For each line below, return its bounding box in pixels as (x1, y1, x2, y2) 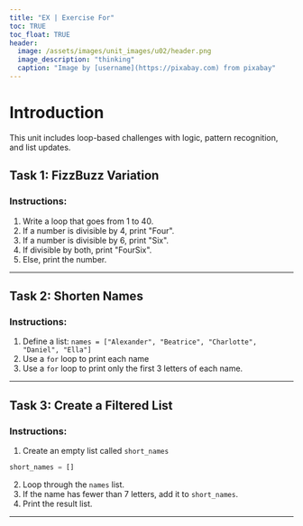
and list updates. (9, 142, 71, 152)
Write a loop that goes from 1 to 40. (22, 216, 154, 226)
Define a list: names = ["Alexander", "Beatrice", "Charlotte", (22, 336, 257, 347)
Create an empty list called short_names (22, 445, 170, 456)
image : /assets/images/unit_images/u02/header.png (17, 47, 212, 56)
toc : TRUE (9, 22, 47, 31)
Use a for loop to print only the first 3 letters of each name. (22, 363, 243, 374)
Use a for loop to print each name (22, 354, 150, 365)
